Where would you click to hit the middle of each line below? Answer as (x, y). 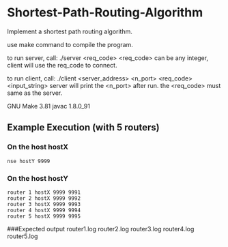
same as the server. (35, 93)
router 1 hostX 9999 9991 (44, 192)
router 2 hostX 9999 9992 (44, 198)
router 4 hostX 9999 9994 (44, 210)
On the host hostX (38, 147)
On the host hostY (38, 178)
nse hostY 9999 (29, 161)
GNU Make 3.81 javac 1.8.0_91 (49, 106)
